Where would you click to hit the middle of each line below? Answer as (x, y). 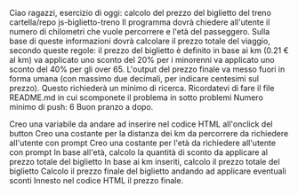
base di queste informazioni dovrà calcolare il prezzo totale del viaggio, (140, 41)
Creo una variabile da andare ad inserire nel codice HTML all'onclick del (141, 124)
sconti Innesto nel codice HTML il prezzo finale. (97, 180)
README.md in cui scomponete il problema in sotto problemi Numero (137, 97)
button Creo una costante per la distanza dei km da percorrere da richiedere (149, 133)
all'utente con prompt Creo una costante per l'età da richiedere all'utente (143, 143)
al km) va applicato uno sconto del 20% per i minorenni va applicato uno (142, 60)
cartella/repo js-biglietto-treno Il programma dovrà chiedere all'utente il (140, 22)
